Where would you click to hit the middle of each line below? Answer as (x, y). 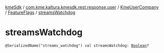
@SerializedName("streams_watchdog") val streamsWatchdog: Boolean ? (77, 46)
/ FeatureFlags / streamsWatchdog (40, 12)
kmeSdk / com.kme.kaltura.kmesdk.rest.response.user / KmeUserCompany (82, 7)
